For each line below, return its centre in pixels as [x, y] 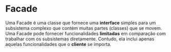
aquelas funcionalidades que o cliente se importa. [58, 44]
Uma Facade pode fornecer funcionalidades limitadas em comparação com [85, 33]
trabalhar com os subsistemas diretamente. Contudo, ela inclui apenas [80, 39]
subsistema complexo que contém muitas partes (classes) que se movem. [84, 28]
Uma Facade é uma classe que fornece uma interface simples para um [81, 23]
